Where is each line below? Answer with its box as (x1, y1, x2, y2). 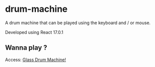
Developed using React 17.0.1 (5, 29, 63, 35)
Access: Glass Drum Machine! (5, 57, 66, 63)
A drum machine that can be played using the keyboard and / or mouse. (5, 20, 151, 26)
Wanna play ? (5, 43, 48, 52)
